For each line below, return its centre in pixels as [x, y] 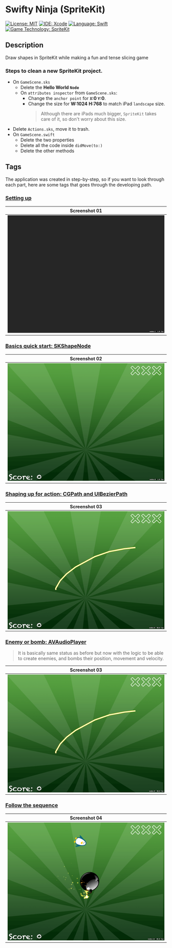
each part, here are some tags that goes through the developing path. [79, 184]
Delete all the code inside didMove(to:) [61, 146]
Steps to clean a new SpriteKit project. [54, 71]
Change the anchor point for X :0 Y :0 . [67, 98]
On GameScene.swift [34, 135]
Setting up [18, 198]
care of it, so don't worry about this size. [83, 119]
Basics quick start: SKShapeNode [48, 346]
